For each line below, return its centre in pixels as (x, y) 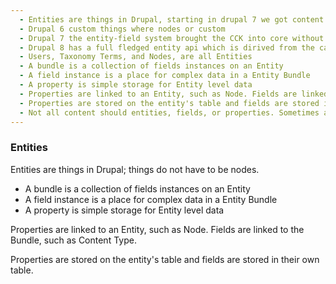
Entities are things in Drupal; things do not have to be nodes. (135, 169)
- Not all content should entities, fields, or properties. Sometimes (169, 112)
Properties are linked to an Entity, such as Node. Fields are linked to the (157, 229)
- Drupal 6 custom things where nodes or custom (122, 29)
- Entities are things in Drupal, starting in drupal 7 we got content (172, 19)
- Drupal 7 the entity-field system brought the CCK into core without (172, 38)
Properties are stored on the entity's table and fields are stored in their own (165, 259)
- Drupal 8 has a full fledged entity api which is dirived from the (167, 47)
